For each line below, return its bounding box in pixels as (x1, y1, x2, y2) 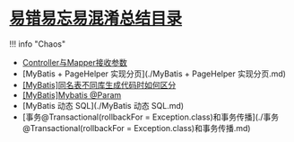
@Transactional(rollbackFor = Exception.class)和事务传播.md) (22, 122, 251, 133)
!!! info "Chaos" (9, 38, 65, 49)
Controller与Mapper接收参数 (22, 57, 128, 67)
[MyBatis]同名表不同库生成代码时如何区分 (22, 79, 177, 90)
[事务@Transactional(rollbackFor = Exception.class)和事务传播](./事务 (22, 111, 280, 122)
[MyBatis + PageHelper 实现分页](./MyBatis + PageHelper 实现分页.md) (22, 68, 287, 79)
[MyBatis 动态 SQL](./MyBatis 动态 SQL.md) (22, 100, 185, 111)
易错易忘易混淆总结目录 (9, 8, 183, 29)
